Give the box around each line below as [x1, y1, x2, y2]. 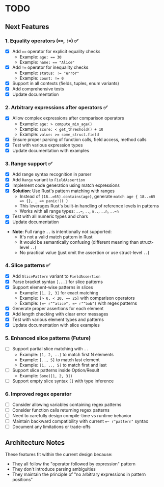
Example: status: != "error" [19, 70, 80, 76]
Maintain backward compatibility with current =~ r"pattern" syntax [12, 418, 148, 424]
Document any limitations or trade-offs [12, 424, 91, 430]
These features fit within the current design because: [5, 452, 113, 458]
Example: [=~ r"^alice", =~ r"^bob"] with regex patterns [19, 300, 137, 306]
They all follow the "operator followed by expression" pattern [12, 461, 136, 467]
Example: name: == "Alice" [19, 59, 75, 65]
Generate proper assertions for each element [12, 305, 104, 311]
